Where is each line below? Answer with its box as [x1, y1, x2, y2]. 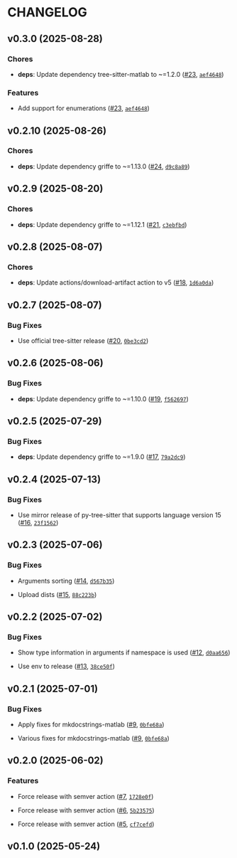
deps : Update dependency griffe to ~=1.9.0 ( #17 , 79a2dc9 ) [17, 452, 186, 461]
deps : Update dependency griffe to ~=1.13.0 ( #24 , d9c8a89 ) [17, 161, 190, 171]
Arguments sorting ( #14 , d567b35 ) [17, 576, 115, 585]
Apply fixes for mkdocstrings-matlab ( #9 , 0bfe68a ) [17, 720, 165, 729]
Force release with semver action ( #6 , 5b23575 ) [17, 805, 155, 815]
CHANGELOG [7, 4, 87, 21]
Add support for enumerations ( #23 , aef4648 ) [17, 104, 150, 112]
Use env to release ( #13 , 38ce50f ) [17, 662, 115, 671]
